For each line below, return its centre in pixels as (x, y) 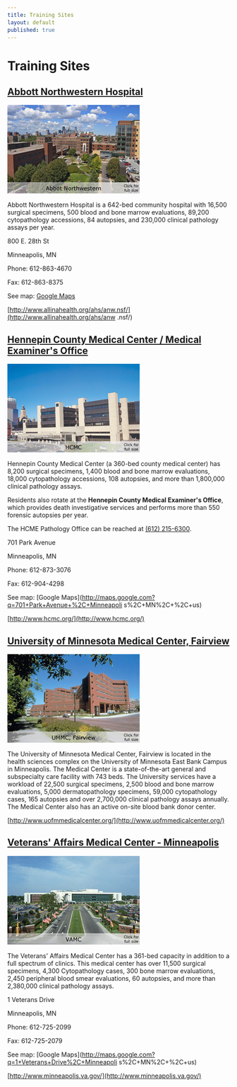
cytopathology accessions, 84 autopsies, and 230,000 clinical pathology (113, 220)
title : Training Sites (41, 15)
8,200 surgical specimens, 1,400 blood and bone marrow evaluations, (109, 472)
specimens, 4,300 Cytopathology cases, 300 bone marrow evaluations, (111, 971)
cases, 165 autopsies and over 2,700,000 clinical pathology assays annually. (118, 799)
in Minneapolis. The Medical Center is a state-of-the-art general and (107, 769)
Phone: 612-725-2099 (39, 1027)
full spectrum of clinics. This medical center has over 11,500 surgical (107, 963)
